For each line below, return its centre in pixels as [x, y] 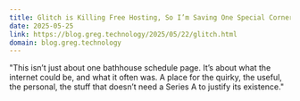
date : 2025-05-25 [42, 26]
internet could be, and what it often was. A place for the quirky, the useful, [146, 78]
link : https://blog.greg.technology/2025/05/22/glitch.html [124, 34]
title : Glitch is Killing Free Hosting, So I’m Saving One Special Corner [151, 17]
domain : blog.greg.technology [66, 42]
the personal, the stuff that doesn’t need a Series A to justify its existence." [146, 87]
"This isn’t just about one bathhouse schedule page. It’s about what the [140, 68]
